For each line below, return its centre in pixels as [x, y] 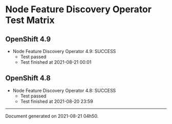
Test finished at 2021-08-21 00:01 [56, 62]
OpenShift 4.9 [28, 39]
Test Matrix [30, 20]
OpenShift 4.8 [28, 78]
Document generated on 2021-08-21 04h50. [52, 116]
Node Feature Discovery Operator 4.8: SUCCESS [64, 90]
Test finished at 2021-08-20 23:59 [57, 101]
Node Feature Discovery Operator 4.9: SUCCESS [64, 51]
